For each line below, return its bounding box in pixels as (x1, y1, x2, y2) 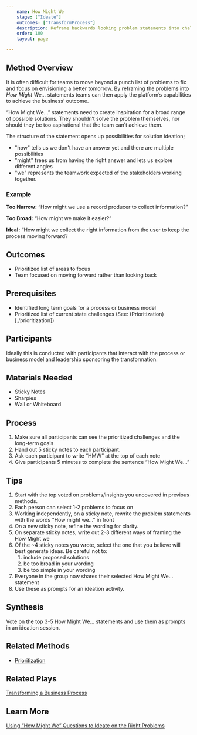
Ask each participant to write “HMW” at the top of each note (14, 452, 161, 459)
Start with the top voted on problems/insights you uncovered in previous (14, 491, 189, 498)
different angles (14, 163, 53, 170)
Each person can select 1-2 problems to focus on (14, 504, 134, 511)
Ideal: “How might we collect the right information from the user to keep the (6, 226, 189, 233)
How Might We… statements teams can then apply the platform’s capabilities (6, 91, 191, 98)
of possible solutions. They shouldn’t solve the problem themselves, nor (6, 115, 180, 122)
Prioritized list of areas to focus (14, 265, 91, 272)
